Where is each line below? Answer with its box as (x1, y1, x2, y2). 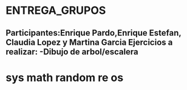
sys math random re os (5, 71, 124, 85)
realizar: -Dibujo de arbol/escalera (5, 47, 139, 57)
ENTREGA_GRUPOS (5, 4, 106, 18)
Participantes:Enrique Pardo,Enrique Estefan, (5, 28, 182, 38)
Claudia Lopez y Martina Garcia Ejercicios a (5, 37, 173, 47)
